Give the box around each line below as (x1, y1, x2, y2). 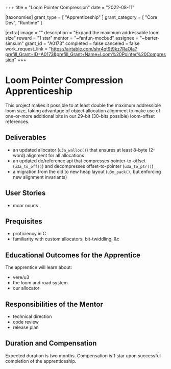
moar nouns (12, 202, 38, 208)
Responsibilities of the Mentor (5, 300, 103, 308)
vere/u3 (12, 274, 30, 280)
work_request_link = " (5, 46, 52, 52)
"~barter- (139, 35, 160, 41)
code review (12, 319, 39, 325)
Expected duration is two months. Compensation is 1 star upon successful (5, 352, 161, 359)
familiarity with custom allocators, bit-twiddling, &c (12, 236, 120, 242)
